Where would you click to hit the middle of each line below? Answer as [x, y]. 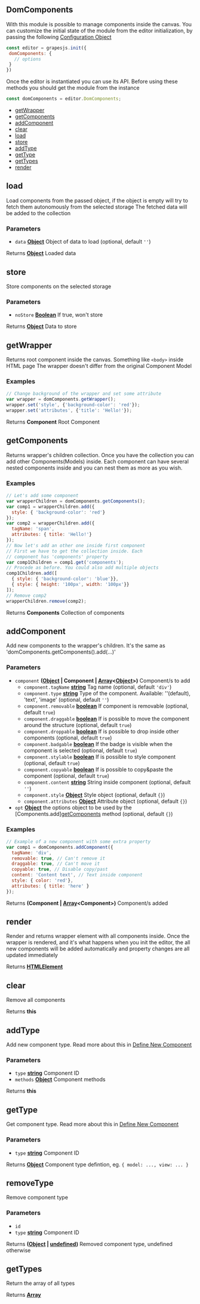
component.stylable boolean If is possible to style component [100, 757]
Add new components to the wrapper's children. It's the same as [86, 646]
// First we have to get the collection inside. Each [75, 551]
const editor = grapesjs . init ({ [46, 48]
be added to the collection [39, 213]
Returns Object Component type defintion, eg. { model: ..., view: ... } [98, 1164]
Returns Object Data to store [41, 326]
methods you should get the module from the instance [73, 88]
